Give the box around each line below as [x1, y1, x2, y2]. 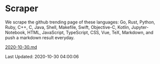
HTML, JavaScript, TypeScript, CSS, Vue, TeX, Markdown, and [27, 29, 154, 35]
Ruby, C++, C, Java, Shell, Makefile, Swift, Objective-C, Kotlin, [5, 24, 131, 30]
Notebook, [5, 29, 26, 35]
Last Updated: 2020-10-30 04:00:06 [5, 53, 79, 59]
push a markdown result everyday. [5, 35, 75, 41]
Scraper [5, 3, 38, 14]
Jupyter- [131, 24, 149, 30]
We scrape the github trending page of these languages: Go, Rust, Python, [5, 19, 156, 25]
